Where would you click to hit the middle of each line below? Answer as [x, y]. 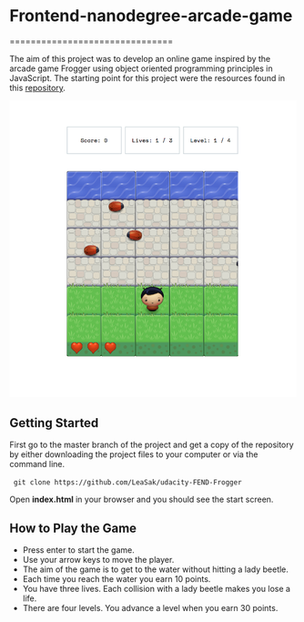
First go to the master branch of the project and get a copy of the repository [152, 445]
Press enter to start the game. [78, 550]
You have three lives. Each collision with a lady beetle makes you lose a [157, 589]
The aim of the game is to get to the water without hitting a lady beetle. [156, 569]
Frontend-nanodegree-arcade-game [151, 16]
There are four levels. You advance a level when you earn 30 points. [150, 608]
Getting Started [54, 423]
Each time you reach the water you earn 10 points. [117, 579]
